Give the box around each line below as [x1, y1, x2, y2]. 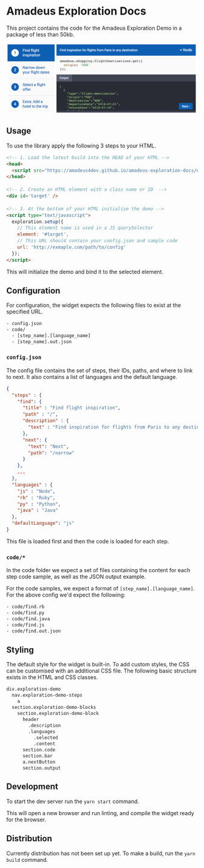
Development [6, 782, 59, 792]
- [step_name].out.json [12, 339, 72, 345]
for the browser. [6, 816, 47, 823]
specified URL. [6, 308, 44, 315]
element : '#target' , [17, 231, 69, 238]
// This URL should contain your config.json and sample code [17, 238, 178, 244]
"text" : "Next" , [28, 443, 69, 449]
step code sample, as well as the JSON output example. [6, 573, 146, 581]
